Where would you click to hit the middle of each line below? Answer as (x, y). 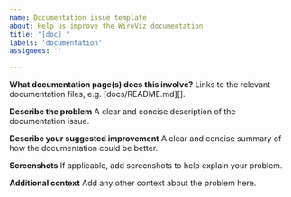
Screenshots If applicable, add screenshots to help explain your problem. (146, 166)
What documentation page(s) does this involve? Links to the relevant (140, 85)
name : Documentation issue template (78, 18)
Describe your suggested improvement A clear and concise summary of (145, 139)
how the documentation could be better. (84, 148)
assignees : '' (36, 51)
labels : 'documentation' (56, 43)
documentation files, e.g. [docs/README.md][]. (98, 94)
